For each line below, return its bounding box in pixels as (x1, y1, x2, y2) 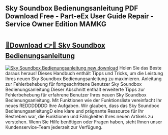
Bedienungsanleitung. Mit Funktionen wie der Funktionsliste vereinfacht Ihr (5, 97, 162, 103)
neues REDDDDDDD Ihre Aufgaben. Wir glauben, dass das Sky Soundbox (5, 103, 159, 109)
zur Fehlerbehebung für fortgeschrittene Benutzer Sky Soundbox (5, 81, 142, 87)
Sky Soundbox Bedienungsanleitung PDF (5, 4, 138, 13)
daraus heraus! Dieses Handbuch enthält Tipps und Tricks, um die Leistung (5, 71, 163, 76)
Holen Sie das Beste (119, 65, 162, 71)
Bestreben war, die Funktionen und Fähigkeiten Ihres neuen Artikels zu (5, 114, 154, 119)
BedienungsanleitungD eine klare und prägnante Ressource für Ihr (5, 108, 144, 114)
